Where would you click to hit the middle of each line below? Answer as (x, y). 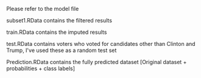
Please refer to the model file (43, 9)
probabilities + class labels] (41, 68)
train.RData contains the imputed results (57, 32)
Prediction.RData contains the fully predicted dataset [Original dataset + (97, 62)
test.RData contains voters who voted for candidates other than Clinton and (101, 44)
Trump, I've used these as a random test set (62, 50)
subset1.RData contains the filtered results (59, 20)
